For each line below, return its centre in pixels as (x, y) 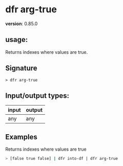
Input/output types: (37, 96)
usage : (17, 40)
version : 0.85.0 (22, 24)
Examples (21, 137)
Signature (21, 68)
